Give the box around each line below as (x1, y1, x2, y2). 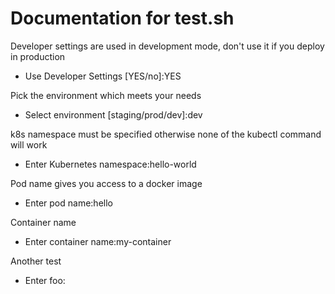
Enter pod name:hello (24, 197, 113, 209)
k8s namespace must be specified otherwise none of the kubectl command (10, 128, 322, 140)
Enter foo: (24, 274, 66, 286)
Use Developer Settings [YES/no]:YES (24, 70, 182, 82)
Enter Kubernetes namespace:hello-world (24, 158, 197, 170)
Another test (10, 255, 62, 267)
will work (10, 138, 48, 151)
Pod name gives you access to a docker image (10, 177, 203, 189)
